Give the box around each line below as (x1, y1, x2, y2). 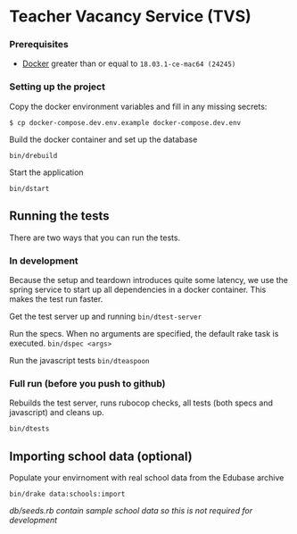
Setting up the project (9, 80, 105, 93)
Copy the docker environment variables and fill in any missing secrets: (9, 101, 268, 112)
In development (9, 254, 78, 267)
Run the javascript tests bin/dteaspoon (9, 355, 150, 365)
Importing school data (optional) (9, 448, 194, 463)
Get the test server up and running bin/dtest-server (9, 311, 202, 321)
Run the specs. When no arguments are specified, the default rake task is (9, 328, 279, 338)
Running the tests (9, 208, 110, 224)
